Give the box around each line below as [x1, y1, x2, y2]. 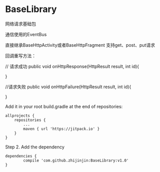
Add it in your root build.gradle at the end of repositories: [5, 103, 123, 109]
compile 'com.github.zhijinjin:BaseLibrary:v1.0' [23, 158, 129, 163]
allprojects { [5, 113, 35, 118]
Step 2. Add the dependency [5, 144, 65, 150]
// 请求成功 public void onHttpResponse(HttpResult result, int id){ [5, 63, 139, 69]
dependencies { [5, 153, 37, 158]
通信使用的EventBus [5, 31, 47, 37]
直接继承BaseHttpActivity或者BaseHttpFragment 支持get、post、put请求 [5, 42, 155, 48]
